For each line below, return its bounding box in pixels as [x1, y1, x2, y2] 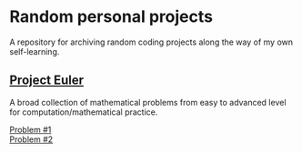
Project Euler [9, 73, 85, 88]
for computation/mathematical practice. [9, 107, 158, 117]
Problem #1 [9, 124, 52, 135]
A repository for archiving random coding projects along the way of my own [9, 36, 294, 47]
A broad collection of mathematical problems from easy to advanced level [9, 97, 287, 107]
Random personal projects [9, 6, 214, 27]
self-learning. [9, 46, 60, 56]
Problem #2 [9, 134, 54, 145]
